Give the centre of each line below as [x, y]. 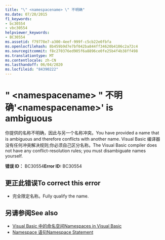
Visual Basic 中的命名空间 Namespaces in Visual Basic [67, 226]
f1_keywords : [19, 19]
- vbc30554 [16, 28]
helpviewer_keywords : [27, 33]
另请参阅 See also [32, 213]
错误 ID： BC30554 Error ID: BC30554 [44, 166]
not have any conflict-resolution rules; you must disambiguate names [76, 151]
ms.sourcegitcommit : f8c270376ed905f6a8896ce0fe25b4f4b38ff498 [72, 51]
